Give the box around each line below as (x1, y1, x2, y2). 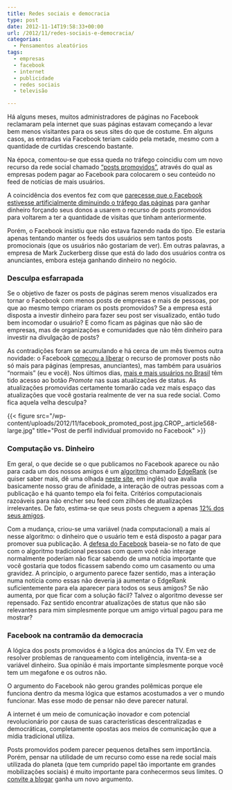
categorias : (7, 36, 42, 43)
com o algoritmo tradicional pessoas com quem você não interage (7, 547, 196, 555)
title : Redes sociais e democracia (7, 10, 110, 17)
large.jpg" (7, 427, 36, 435)
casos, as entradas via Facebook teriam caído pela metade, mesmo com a (7, 135, 220, 143)
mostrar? (7, 613, 33, 621)
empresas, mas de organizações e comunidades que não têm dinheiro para (7, 326, 223, 334)
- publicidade (13, 74, 54, 82)
